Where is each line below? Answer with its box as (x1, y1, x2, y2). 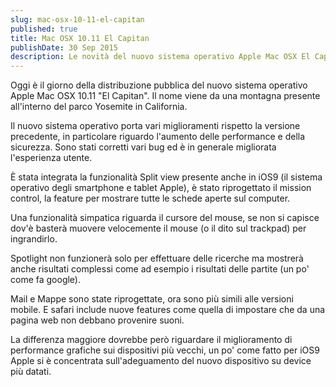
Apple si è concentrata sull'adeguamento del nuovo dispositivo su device (10, 355, 312, 367)
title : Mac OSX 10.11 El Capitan (10, 33, 150, 43)
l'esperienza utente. (10, 152, 93, 164)
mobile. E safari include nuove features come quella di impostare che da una (10, 304, 326, 316)
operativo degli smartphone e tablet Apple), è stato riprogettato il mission (10, 182, 312, 194)
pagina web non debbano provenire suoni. (10, 314, 185, 326)
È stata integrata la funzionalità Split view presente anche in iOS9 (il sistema (10, 171, 323, 183)
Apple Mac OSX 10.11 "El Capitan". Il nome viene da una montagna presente (10, 90, 321, 102)
